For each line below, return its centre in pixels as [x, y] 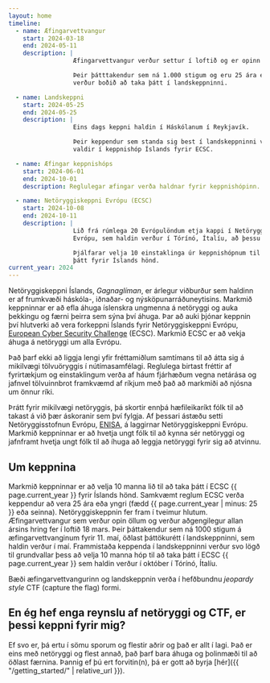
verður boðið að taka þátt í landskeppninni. [150, 83]
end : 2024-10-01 [50, 179]
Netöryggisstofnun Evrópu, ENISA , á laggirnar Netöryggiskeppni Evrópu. [128, 424]
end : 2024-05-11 [50, 46]
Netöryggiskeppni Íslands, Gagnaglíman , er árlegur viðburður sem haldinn [131, 291]
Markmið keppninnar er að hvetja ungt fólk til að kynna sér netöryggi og [127, 433]
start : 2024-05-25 [53, 105]
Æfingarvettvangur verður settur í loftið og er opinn [167, 61]
